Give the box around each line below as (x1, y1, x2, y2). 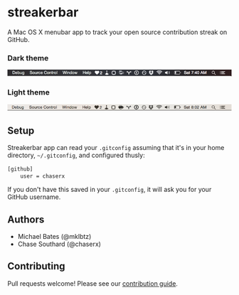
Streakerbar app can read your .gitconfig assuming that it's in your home (7, 144, 225, 152)
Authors (7, 213, 45, 225)
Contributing (7, 260, 65, 272)
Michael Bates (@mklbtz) (17, 232, 92, 240)
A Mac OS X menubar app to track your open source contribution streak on (7, 28, 228, 36)
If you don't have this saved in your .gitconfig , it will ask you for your (7, 186, 212, 194)
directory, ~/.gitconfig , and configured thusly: (7, 151, 145, 160)
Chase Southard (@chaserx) (17, 240, 102, 248)
